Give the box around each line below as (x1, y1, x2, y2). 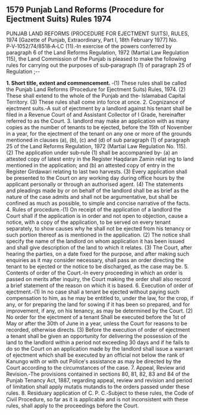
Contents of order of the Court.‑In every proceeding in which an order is (6, 269, 183, 276)
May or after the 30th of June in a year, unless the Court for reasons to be (6, 320, 187, 327)
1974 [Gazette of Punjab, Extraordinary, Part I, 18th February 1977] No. (6, 36, 178, 43)
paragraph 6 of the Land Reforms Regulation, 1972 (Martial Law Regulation (6, 49, 189, 56)
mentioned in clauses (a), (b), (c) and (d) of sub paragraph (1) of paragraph (6, 136, 190, 143)
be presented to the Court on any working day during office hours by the (6, 174, 185, 181)
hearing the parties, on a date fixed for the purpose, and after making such (6, 250, 189, 257)
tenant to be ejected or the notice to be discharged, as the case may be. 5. (6, 263, 189, 270)
